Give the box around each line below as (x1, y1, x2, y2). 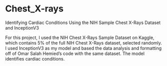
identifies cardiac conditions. (5, 55, 65, 61)
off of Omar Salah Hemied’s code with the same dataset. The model (5, 50, 145, 56)
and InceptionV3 (5, 24, 39, 30)
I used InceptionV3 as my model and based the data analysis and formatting (5, 45, 162, 51)
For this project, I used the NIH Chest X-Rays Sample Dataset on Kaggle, (5, 34, 154, 40)
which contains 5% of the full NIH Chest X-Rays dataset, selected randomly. (5, 39, 162, 45)
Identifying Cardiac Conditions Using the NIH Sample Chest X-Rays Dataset (5, 19, 161, 25)
